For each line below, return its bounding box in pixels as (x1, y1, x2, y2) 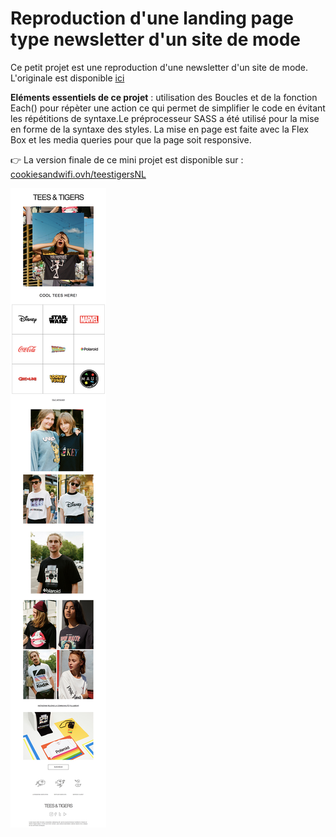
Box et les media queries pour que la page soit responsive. (10, 133, 252, 146)
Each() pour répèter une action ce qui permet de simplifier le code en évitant (10, 102, 326, 114)
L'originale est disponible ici (10, 72, 125, 84)
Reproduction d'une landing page (10, 7, 295, 30)
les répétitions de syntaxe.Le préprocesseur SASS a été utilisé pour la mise (10, 112, 320, 124)
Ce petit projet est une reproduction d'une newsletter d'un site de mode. (10, 61, 309, 73)
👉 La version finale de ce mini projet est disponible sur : (10, 153, 244, 166)
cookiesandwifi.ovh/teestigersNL (10, 168, 147, 180)
